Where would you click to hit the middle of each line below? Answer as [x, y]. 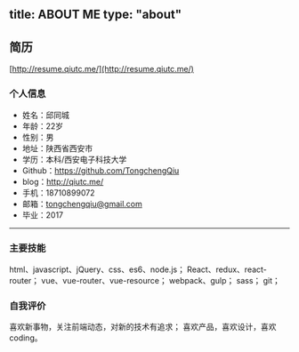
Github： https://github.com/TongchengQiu [101, 170]
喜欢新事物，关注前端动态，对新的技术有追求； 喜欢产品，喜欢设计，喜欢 [143, 327]
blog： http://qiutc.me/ [63, 181]
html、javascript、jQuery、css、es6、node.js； [97, 269]
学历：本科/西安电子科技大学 [74, 159]
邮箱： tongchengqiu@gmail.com [82, 204]
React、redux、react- [226, 269]
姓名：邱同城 [45, 115]
